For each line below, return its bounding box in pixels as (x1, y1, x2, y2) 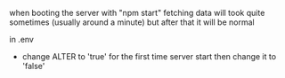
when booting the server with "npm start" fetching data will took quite (9, 8, 265, 18)
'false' (21, 61, 45, 71)
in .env (9, 35, 34, 44)
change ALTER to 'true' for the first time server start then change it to (21, 51, 277, 61)
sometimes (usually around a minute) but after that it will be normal (9, 17, 256, 27)
